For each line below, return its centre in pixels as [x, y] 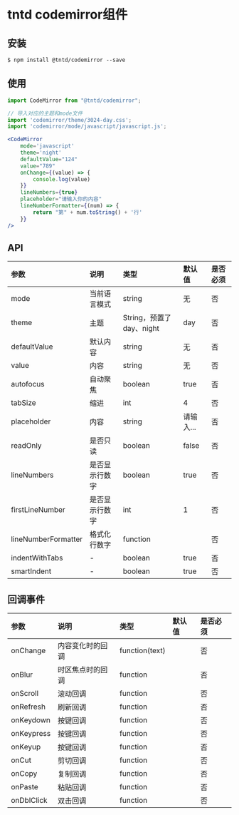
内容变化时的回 [83, 646]
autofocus [28, 384]
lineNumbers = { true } [49, 193]
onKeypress [31, 734]
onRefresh [28, 707]
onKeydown [31, 720]
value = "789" [38, 166]
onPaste [25, 787]
